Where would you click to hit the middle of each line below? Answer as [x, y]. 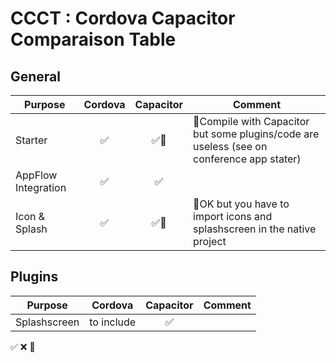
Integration [41, 187]
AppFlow [36, 175]
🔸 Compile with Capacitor [251, 121]
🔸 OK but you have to [241, 204]
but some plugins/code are [256, 134]
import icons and [233, 216]
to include [113, 322]
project [210, 241]
